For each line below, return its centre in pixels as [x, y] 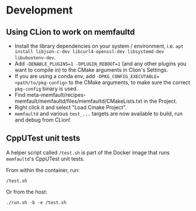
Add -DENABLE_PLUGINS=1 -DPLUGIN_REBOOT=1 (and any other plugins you [100, 63]
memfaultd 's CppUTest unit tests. [45, 159]
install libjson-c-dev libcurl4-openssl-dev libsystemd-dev [89, 52]
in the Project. [160, 101]
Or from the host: [27, 192]
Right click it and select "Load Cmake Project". [71, 107]
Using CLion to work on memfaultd [71, 32]
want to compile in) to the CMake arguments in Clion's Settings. [91, 70]
